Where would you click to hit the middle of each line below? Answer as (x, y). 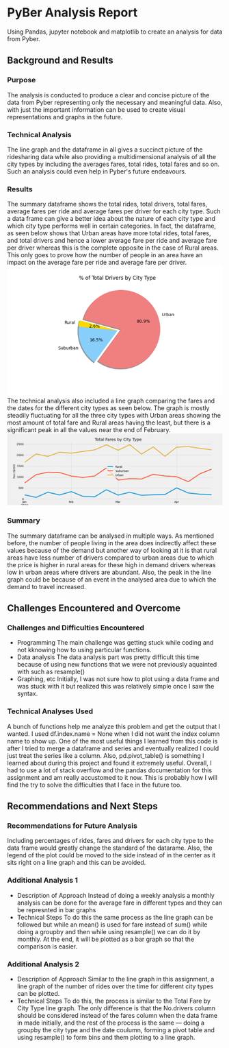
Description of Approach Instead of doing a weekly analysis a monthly (116, 895)
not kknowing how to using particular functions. (84, 650)
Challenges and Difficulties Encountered (76, 628)
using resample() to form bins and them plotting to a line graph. (106, 1037)
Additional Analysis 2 (43, 964)
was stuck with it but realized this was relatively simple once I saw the (116, 687)
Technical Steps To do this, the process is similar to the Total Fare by (113, 1001)
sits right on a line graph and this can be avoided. (77, 863)
